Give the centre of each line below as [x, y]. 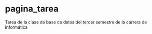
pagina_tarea [32, 9]
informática [16, 27]
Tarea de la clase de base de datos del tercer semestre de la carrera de [76, 22]
